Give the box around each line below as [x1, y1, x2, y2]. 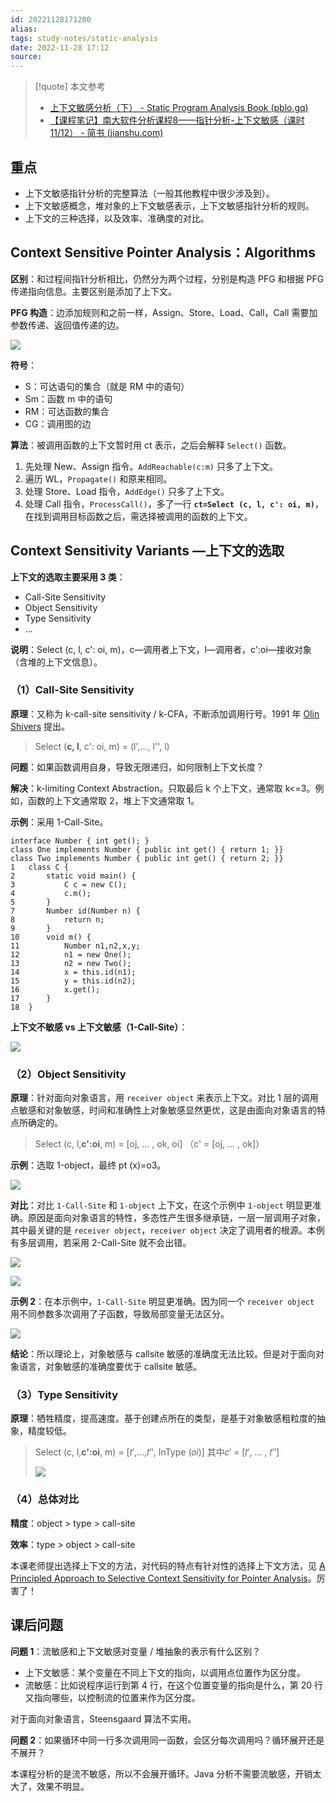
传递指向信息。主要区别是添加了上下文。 [10, 285, 177, 297]
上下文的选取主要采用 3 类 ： [10, 571, 126, 583]
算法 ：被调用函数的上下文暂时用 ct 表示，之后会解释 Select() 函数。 [10, 439, 292, 451]
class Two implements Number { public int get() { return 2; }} [10, 853, 284, 863]
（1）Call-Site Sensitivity [10, 683, 135, 697]
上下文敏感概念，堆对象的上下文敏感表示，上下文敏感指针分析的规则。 [24, 199, 315, 211]
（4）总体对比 [10, 1492, 80, 1506]
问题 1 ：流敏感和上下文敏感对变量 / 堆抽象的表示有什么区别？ [10, 1645, 262, 1657]
